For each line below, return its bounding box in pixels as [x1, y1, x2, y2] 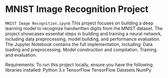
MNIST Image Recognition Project [5, 3, 149, 15]
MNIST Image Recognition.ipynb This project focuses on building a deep [5, 20, 154, 26]
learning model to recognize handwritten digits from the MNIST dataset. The [5, 25, 163, 31]
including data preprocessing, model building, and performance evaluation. [5, 36, 160, 42]
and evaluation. [5, 51, 37, 58]
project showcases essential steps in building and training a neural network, [5, 30, 162, 36]
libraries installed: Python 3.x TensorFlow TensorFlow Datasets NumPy [5, 66, 151, 73]
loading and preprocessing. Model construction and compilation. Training [5, 46, 157, 52]
